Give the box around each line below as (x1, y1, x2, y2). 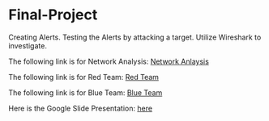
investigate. (8, 40, 47, 50)
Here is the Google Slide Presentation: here (8, 103, 152, 113)
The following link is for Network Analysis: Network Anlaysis (8, 56, 209, 66)
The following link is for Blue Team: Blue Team (8, 87, 163, 98)
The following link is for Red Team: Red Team (8, 72, 160, 81)
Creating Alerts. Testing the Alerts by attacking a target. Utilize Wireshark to (8, 32, 262, 42)
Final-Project (8, 6, 98, 24)
